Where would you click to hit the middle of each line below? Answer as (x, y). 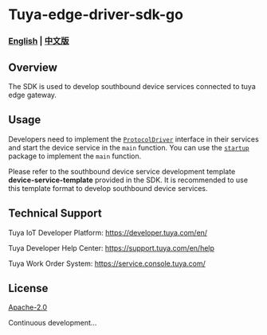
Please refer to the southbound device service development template (122, 171)
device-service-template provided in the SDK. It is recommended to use (128, 180)
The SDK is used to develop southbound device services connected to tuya (132, 86)
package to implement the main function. (75, 156)
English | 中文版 (39, 41)
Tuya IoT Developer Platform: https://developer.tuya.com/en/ (108, 232)
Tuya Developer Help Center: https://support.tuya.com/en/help (112, 247)
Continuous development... (53, 323)
